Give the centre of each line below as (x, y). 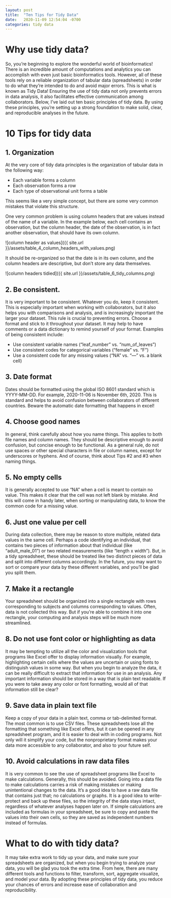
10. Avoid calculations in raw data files (67, 761)
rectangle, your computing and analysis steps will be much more (73, 618)
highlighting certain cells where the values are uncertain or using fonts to (82, 662)
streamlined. (18, 623)
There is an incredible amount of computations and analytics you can (78, 69)
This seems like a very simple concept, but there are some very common (82, 201)
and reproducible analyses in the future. (47, 113)
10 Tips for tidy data (48, 134)
